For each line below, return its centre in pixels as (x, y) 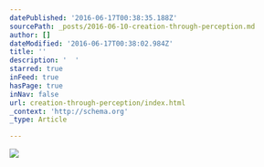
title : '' (28, 52)
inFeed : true (34, 78)
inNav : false (34, 94)
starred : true (37, 69)
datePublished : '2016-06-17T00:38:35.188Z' (94, 18)
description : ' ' (44, 60)
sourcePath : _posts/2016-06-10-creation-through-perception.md (132, 26)
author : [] (30, 35)
